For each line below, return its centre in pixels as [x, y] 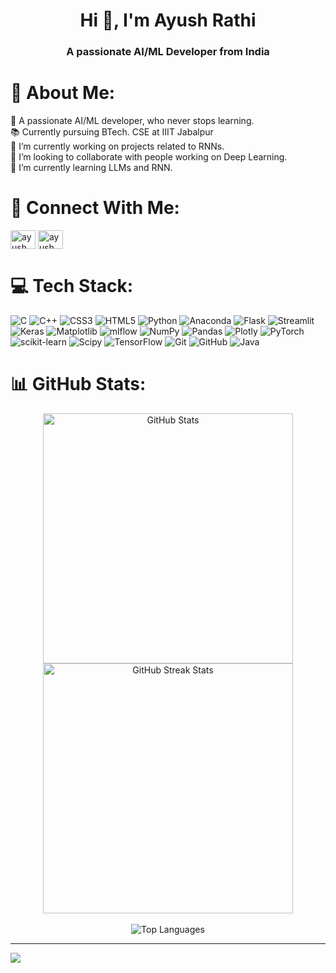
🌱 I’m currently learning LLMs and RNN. [91, 168]
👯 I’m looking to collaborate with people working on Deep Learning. [149, 157]
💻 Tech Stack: [72, 286]
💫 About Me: [63, 93]
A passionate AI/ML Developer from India [168, 52]
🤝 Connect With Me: [95, 208]
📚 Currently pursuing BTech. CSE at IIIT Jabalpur [112, 132]
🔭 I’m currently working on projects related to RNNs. [117, 146]
